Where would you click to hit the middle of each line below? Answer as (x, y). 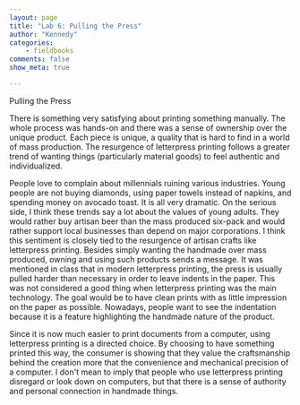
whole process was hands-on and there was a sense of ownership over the (148, 127)
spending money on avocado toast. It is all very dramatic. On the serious (143, 202)
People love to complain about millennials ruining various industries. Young (147, 183)
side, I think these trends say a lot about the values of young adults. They (144, 211)
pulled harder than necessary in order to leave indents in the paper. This (142, 278)
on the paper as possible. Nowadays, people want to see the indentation (143, 306)
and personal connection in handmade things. (94, 391)
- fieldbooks (50, 51)
